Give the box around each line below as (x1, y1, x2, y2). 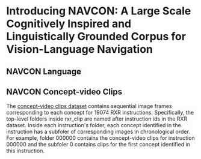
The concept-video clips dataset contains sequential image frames (6, 103, 173, 110)
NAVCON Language (6, 66, 82, 76)
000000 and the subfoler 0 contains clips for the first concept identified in (6, 141, 191, 148)
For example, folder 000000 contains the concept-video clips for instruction (6, 134, 195, 142)
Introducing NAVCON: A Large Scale (6, 4, 191, 18)
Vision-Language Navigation (6, 43, 153, 56)
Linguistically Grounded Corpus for (6, 30, 187, 43)
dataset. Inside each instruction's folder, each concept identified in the (6, 122, 182, 129)
